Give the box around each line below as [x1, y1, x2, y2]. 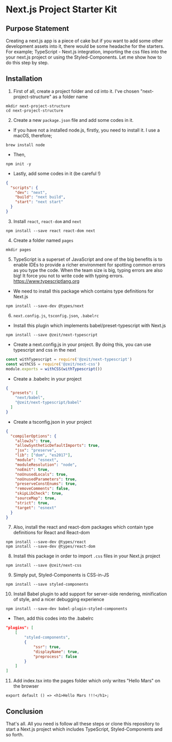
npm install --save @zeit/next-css [6, 563, 82, 568]
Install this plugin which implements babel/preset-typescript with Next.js [13, 322, 166, 329]
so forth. [6, 732, 24, 737]
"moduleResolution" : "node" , [15, 462, 77, 467]
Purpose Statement [6, 24, 69, 33]
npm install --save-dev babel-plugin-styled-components [6, 606, 127, 611]
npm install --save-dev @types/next [6, 303, 84, 309]
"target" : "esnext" [15, 505, 57, 510]
